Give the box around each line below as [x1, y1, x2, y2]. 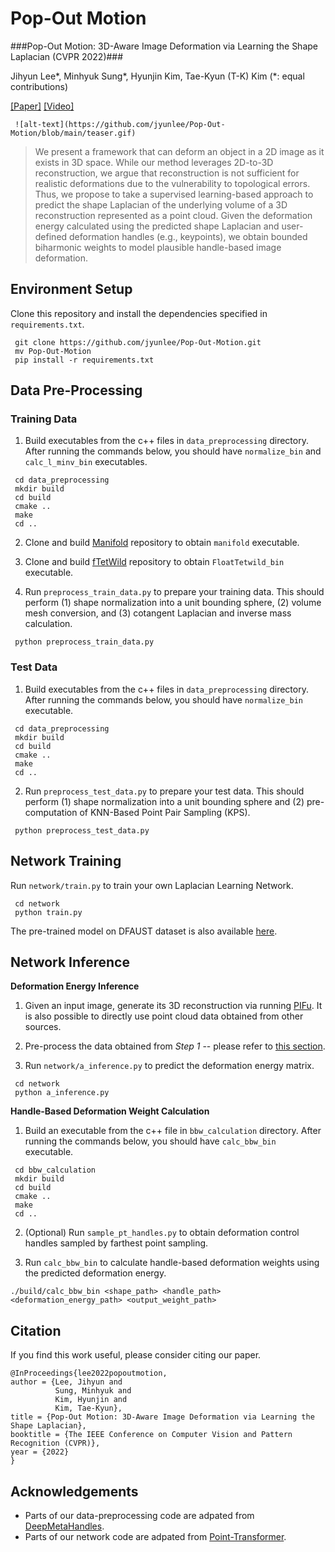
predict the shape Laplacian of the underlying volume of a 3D [34, 198, 288, 211]
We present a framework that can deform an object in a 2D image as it [34, 145, 325, 157]
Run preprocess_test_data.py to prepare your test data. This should [24, 785, 305, 797]
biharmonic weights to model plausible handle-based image [34, 241, 282, 253]
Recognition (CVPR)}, [10, 1438, 101, 1449]
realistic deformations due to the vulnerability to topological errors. [34, 177, 311, 189]
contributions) [10, 80, 69, 92]
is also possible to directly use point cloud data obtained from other [24, 1010, 304, 1022]
